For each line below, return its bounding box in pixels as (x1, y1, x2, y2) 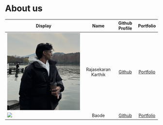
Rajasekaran (86, 66, 111, 72)
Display (35, 23, 52, 29)
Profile (118, 25, 132, 31)
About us (5, 3, 43, 14)
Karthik (91, 71, 106, 78)
